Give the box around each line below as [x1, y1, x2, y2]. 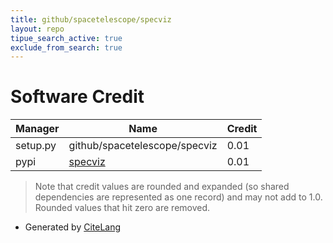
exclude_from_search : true [10, 42, 123, 53]
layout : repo [10, 24, 65, 34]
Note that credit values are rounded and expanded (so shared [34, 181, 290, 193]
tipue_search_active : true [10, 33, 123, 43]
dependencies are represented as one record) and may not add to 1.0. [34, 191, 323, 203]
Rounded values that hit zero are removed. [34, 202, 211, 214]
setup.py [15, 139, 57, 153]
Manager [15, 122, 60, 136]
